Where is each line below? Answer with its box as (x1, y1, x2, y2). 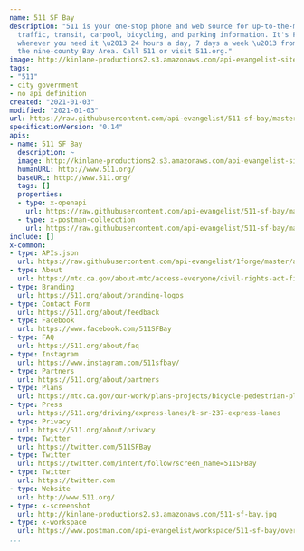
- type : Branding (9, 282, 75, 291)
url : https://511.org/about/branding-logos (17, 290, 184, 299)
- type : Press (9, 400, 63, 410)
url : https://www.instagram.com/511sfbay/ (17, 358, 180, 367)
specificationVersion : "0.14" (9, 123, 124, 132)
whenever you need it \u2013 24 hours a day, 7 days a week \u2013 (17, 38, 278, 48)
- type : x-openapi (17, 198, 88, 208)
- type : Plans (9, 384, 63, 393)
